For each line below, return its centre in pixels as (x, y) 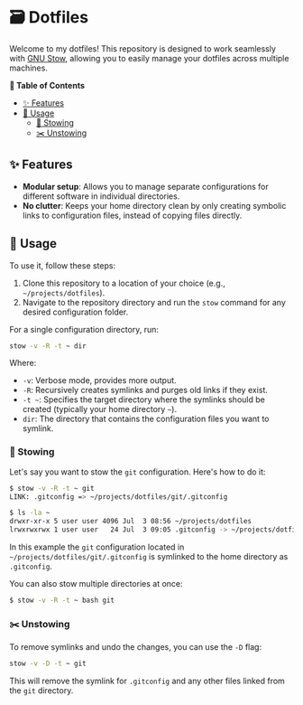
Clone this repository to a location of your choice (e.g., (124, 283)
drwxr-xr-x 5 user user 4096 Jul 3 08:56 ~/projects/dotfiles (131, 522)
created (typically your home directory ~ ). (100, 409)
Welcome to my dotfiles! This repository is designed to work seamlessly (143, 48)
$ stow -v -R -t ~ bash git (62, 601)
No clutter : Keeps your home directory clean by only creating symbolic (154, 205)
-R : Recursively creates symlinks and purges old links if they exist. (145, 390)
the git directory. (41, 691)
